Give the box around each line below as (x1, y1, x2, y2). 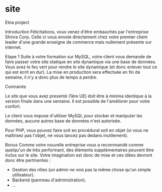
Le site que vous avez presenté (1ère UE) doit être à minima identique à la (5, 93, 152, 99)
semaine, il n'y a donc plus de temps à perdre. (5, 74, 97, 80)
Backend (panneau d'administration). (12, 177, 86, 183)
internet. (5, 44, 22, 50)
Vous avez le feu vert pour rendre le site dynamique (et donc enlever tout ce (5, 64, 158, 70)
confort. (5, 103, 21, 109)
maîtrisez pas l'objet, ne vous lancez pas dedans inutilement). (5, 132, 129, 138)
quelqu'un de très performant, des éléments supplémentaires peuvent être (5, 147, 154, 153)
